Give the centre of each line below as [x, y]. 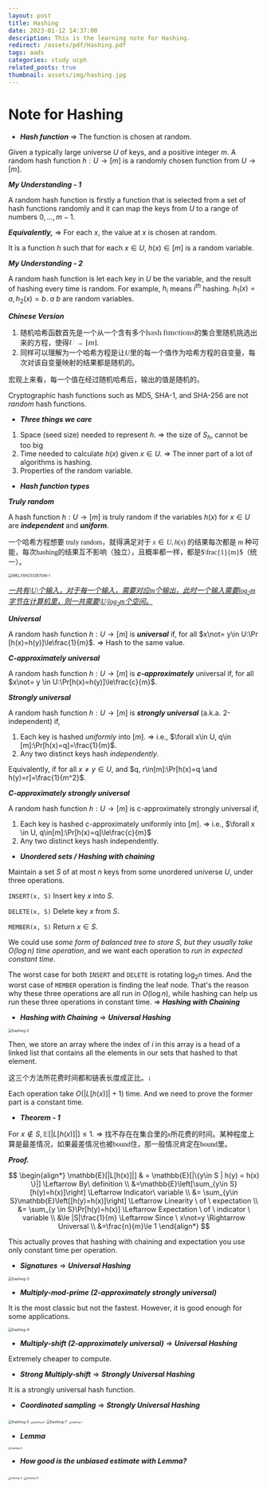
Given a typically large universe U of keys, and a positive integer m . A [122, 152]
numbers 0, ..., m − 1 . [42, 217]
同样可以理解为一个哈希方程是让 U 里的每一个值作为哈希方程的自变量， [134, 353]
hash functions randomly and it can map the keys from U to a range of [124, 208]
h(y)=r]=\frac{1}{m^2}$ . [47, 777]
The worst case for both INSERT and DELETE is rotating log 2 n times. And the [130, 975]
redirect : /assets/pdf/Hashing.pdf [67, 45]
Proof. [19, 1160]
